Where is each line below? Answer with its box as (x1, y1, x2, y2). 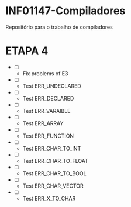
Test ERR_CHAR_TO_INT (22, 145, 81, 152)
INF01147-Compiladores (5, 4, 126, 18)
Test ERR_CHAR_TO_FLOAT (22, 157, 88, 164)
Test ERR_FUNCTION (22, 132, 74, 139)
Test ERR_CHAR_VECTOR (22, 182, 84, 189)
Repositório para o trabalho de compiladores (5, 24, 113, 31)
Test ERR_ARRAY (22, 119, 64, 127)
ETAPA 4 (5, 44, 49, 58)
